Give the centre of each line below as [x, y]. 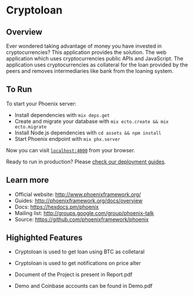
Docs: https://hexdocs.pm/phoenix [56, 207]
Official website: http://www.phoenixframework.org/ [78, 194]
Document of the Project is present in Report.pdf [73, 274]
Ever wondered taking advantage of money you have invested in [84, 46]
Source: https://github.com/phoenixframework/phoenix [81, 219]
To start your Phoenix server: [41, 103]
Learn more [28, 180]
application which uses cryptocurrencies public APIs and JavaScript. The [95, 58]
